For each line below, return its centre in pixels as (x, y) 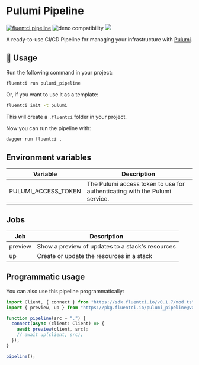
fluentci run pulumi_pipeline (44, 83)
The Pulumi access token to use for (136, 184)
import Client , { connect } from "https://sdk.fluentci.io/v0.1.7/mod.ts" (100, 302)
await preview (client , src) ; (53, 330)
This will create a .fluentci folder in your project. (67, 117)
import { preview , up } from (42, 308)
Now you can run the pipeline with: (49, 128)
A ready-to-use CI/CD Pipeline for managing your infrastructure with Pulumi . (99, 39)
